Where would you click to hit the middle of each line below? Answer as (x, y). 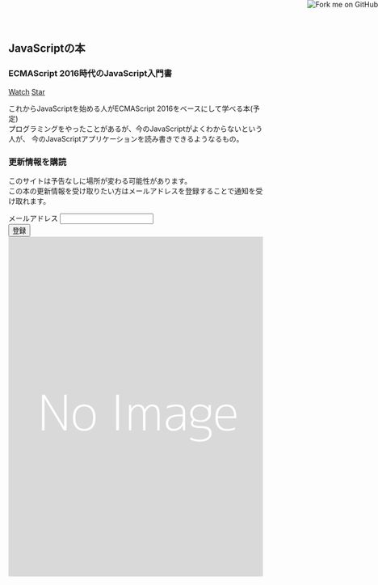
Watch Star (27, 91)
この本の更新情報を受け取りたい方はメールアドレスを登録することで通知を (132, 191)
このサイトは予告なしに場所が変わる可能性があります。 (100, 180)
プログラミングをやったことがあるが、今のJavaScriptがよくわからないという (136, 129)
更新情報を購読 (38, 162)
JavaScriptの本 (47, 49)
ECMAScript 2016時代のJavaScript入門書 (90, 74)
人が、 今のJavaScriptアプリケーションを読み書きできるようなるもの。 (126, 138)
